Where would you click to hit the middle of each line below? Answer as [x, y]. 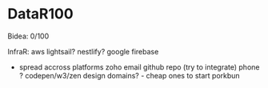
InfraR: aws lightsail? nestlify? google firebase [83, 51]
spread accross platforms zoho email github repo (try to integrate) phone [139, 67]
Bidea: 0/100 [28, 36]
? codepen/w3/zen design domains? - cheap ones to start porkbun [130, 75]
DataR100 [40, 14]
